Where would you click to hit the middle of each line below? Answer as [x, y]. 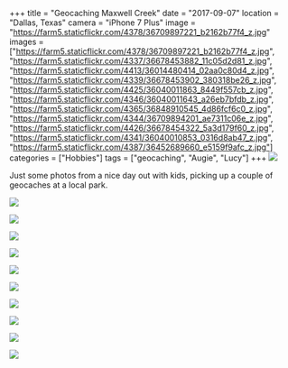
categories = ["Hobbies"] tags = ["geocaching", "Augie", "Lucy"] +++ [138, 158]
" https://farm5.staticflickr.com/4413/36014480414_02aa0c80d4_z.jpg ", [142, 70]
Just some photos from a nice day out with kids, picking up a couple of [141, 175]
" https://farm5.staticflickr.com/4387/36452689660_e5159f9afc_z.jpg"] [141, 147]
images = [27, 41]
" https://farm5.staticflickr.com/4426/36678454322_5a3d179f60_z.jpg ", [142, 128]
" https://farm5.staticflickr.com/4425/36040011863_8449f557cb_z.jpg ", [141, 90]
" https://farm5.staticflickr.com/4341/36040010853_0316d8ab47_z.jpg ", [141, 138]
